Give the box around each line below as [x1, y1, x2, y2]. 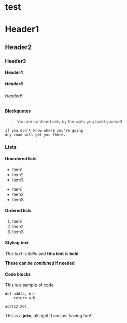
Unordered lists [5, 155, 37, 161]
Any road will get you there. [5, 133, 66, 137]
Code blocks [5, 271, 31, 277]
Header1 [5, 24, 39, 35]
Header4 [5, 69, 23, 75]
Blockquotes [5, 108, 31, 114]
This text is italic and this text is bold [5, 251, 79, 256]
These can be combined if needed [5, 260, 75, 266]
